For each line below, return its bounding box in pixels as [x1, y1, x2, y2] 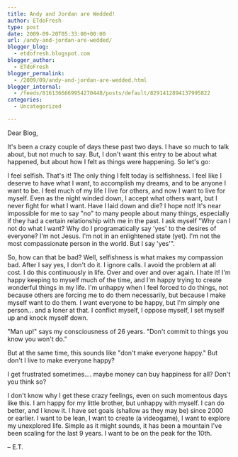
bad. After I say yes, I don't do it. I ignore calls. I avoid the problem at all [7, 260, 216, 269]
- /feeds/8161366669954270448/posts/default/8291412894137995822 [13, 90, 211, 97]
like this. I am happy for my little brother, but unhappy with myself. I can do [7, 399, 225, 407]
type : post [7, 23, 40, 31]
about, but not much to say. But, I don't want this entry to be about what [7, 150, 217, 158]
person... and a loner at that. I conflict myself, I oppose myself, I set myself [7, 306, 225, 314]
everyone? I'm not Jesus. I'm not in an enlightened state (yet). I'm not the [7, 232, 221, 240]
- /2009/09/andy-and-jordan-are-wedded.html [13, 76, 147, 84]
